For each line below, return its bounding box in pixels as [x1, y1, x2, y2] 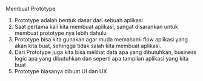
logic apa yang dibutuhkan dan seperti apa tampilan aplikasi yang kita [14, 55, 189, 62]
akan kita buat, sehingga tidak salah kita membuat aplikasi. [14, 42, 162, 49]
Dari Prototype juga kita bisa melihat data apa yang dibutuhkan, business [14, 49, 197, 56]
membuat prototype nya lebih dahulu [14, 29, 107, 37]
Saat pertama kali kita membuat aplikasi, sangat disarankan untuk [14, 23, 178, 30]
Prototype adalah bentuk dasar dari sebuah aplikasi [14, 17, 143, 23]
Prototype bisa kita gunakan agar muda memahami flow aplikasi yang [14, 36, 188, 43]
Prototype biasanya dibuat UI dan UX [14, 68, 107, 74]
